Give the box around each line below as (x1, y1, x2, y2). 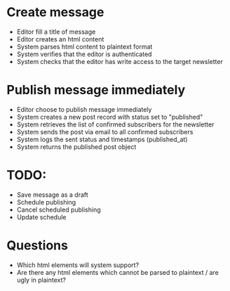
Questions (6, 238, 68, 253)
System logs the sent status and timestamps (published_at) (16, 135, 188, 143)
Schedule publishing (16, 198, 76, 206)
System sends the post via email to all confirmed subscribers (16, 127, 194, 136)
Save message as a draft (16, 190, 88, 199)
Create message (6, 4, 104, 20)
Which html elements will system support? (16, 261, 140, 269)
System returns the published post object (16, 142, 137, 151)
